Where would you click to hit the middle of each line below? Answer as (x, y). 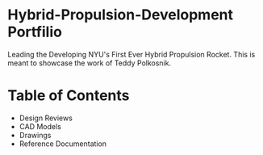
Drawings (35, 135)
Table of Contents (69, 96)
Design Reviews (46, 118)
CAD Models (40, 126)
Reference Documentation (63, 144)
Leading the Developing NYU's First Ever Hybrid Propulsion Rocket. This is (131, 54)
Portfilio (35, 32)
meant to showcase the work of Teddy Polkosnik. (89, 63)
